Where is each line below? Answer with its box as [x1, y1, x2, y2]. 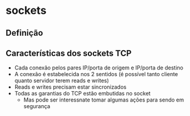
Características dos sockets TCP [5, 48, 132, 58]
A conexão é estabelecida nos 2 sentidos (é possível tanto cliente [14, 71, 179, 78]
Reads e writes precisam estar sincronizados [14, 83, 126, 91]
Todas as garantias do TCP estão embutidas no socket [14, 90, 151, 97]
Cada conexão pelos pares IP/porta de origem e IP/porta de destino [14, 64, 184, 71]
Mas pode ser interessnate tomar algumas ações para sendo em [23, 96, 185, 103]
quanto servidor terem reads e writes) [14, 77, 110, 85]
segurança [23, 103, 51, 110]
